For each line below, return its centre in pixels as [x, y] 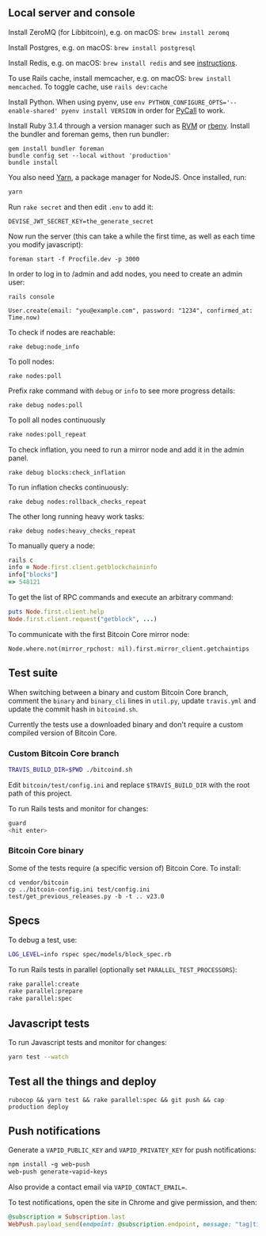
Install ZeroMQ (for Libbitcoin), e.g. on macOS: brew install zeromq [119, 32]
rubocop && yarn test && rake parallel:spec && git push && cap [116, 1100]
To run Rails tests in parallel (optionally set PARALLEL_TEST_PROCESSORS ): [123, 969]
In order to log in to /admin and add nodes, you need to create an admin [125, 273]
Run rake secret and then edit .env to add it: [81, 207]
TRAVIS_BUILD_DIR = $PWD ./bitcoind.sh [70, 769]
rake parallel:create [44, 984]
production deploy [38, 1107]
